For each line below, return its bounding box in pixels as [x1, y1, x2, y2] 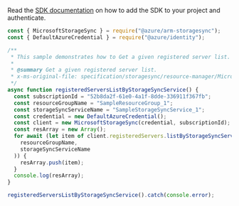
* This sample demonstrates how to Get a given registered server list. [10, 53, 231, 60]
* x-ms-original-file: [10, 73, 78, 80]
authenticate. [7, 13, 46, 22]
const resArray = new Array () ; [14, 126, 107, 134]
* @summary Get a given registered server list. [10, 67, 158, 74]
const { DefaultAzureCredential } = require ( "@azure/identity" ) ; [7, 33, 205, 41]
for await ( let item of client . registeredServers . [14, 133, 167, 140]
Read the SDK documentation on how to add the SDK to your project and [7, 6, 221, 14]
